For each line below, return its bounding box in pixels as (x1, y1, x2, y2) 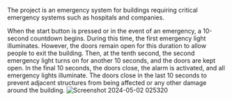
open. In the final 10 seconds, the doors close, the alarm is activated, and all (7, 64, 225, 72)
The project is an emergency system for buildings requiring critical (7, 6, 199, 14)
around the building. (7, 86, 65, 94)
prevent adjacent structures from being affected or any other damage (7, 79, 207, 86)
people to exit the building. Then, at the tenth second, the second (7, 49, 195, 57)
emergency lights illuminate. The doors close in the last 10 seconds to (7, 71, 208, 79)
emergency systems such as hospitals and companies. (7, 13, 165, 22)
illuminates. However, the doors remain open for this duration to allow (7, 42, 207, 49)
